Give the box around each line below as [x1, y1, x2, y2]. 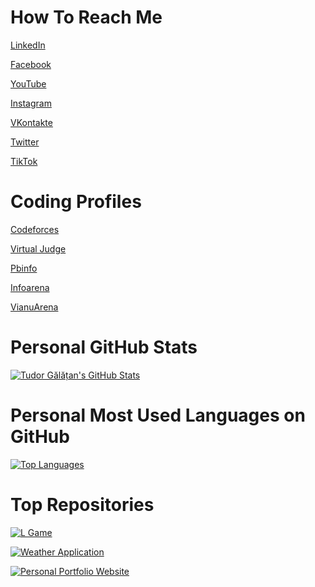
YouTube [10, 77, 47, 90]
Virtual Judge [10, 242, 67, 255]
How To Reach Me [10, 6, 163, 29]
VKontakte [10, 116, 53, 128]
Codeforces [10, 223, 60, 235]
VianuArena [10, 301, 59, 313]
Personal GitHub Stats [10, 336, 198, 359]
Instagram [10, 97, 52, 109]
